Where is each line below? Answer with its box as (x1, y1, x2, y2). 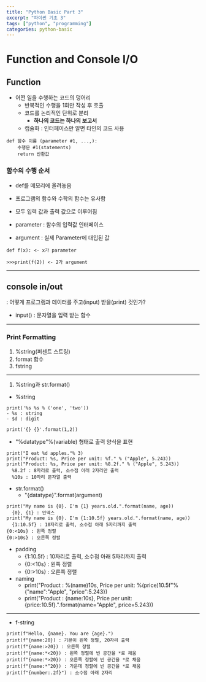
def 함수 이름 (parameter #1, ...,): (6, 138, 98, 144)
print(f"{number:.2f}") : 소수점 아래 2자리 (6, 670, 113, 676)
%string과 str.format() (15, 381, 71, 388)
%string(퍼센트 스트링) (15, 347, 71, 355)
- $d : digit (6, 416, 40, 422)
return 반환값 (17, 151, 50, 157)
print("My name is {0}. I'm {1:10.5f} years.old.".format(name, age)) (6, 515, 191, 521)
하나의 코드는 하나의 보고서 (33, 117, 97, 125)
